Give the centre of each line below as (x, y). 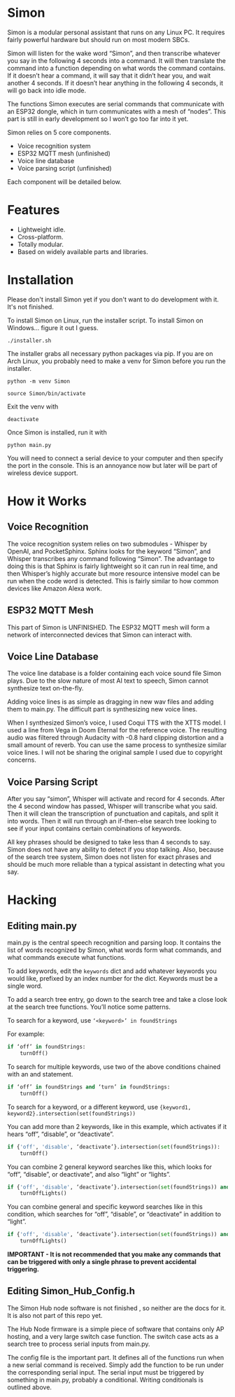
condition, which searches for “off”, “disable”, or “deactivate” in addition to (114, 1214)
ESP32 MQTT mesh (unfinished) (64, 153)
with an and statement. (40, 1074)
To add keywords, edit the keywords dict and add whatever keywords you (112, 971)
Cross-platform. (40, 236)
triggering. (23, 1269)
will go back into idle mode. (47, 90)
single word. (25, 986)
